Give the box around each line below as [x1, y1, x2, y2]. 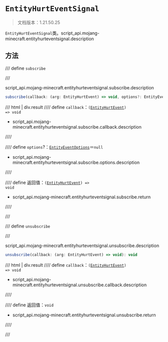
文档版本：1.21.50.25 [17, 19, 60, 25]
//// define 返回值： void [5, 302, 54, 308]
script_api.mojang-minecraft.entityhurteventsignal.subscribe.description [5, 84, 154, 90]
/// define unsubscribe [5, 223, 50, 229]
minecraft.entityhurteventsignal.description [5, 36, 94, 42]
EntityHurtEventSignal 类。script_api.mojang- [5, 30, 100, 36]
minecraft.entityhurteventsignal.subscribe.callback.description [12, 124, 141, 130]
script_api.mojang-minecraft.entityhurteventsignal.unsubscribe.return [12, 312, 156, 318]
